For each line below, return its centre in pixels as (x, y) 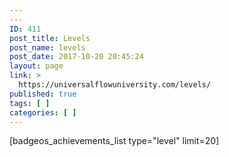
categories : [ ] (43, 112)
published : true (43, 94)
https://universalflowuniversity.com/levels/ (115, 85)
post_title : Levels (50, 38)
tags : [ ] (30, 103)
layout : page (36, 66)
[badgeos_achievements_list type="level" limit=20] (114, 141)
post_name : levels (47, 47)
